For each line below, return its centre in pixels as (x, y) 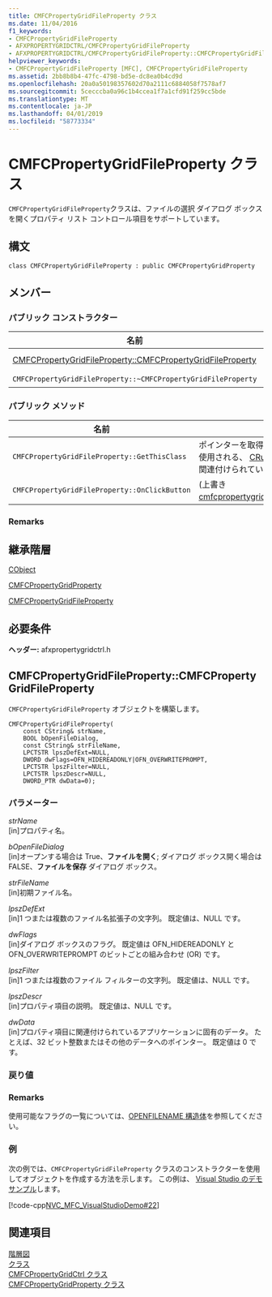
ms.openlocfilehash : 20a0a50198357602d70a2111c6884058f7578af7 (117, 84)
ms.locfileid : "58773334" (52, 122)
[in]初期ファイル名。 (42, 892)
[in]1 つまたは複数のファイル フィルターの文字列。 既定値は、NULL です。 (131, 980)
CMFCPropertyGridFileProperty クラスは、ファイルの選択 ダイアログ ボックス (136, 208)
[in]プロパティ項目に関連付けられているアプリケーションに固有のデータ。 (130, 1032)
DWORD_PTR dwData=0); (59, 781)
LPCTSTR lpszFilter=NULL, (67, 767)
